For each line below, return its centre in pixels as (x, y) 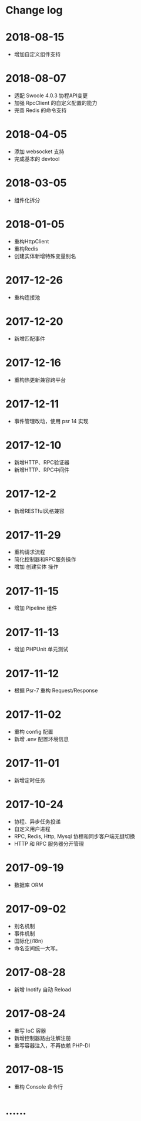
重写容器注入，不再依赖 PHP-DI (52, 1045)
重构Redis (26, 249)
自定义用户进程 (32, 829)
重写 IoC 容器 (30, 1031)
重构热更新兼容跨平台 (40, 380)
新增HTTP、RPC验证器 (42, 462)
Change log (34, 10)
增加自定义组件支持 (37, 54)
